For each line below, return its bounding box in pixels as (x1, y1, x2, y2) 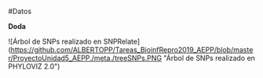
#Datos (8, 7, 32, 16)
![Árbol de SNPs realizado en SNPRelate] (8, 37, 141, 46)
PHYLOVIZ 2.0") (8, 62, 60, 71)
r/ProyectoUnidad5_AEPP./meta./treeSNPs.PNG (8, 54, 163, 62)
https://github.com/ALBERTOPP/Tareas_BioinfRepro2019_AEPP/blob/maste (10, 45, 254, 54)
